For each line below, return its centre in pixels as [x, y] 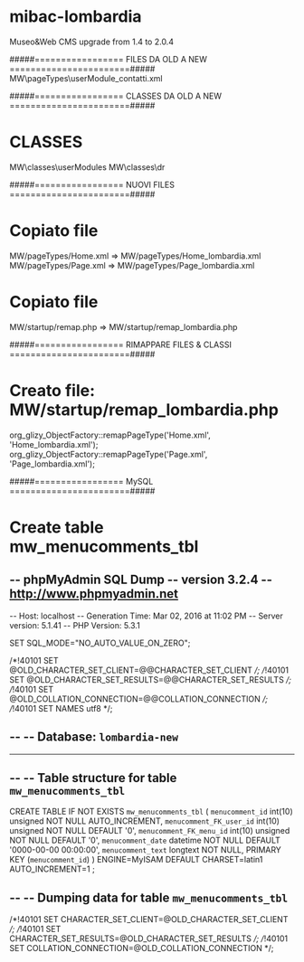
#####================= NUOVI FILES [92, 184]
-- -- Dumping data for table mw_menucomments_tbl [149, 897]
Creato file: [52, 390]
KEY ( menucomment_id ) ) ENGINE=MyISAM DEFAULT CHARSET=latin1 [136, 860]
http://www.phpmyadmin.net [94, 594]
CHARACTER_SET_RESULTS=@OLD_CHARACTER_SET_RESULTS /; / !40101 [149, 938]
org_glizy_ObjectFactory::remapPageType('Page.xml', [109, 454]
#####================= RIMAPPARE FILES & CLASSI [121, 344]
